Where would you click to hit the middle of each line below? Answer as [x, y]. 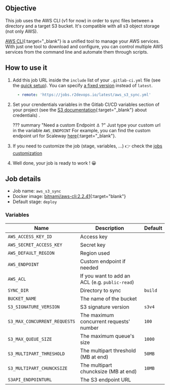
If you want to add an [105, 276]
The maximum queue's [107, 336]
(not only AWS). [22, 31]
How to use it [26, 68]
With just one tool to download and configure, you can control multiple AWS [84, 46]
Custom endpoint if [103, 261]
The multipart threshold [108, 350]
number [89, 328]
